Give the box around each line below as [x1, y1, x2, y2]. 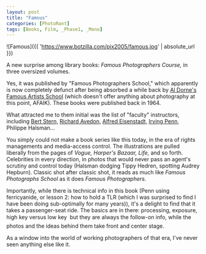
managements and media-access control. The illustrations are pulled [6, 142, 180, 150]
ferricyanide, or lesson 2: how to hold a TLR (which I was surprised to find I [6, 194, 196, 201]
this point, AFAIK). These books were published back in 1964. [6, 99, 161, 107]
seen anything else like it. [6, 241, 71, 248]
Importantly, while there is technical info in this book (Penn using [6, 187, 170, 194]
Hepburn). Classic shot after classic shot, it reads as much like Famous [6, 169, 186, 176]
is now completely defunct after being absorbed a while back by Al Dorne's [6, 87, 197, 94]
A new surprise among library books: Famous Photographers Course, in [6, 61, 188, 69]
